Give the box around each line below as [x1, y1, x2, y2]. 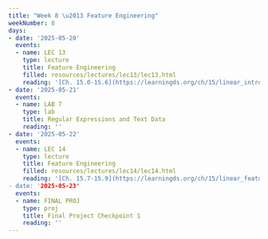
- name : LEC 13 [15, 49, 66, 57]
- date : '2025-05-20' [8, 33, 81, 42]
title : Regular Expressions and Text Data [22, 116, 166, 123]
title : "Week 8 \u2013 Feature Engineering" [8, 11, 159, 20]
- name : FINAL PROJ [15, 197, 81, 205]
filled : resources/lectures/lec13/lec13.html [22, 71, 177, 79]
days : [8, 26, 26, 34]
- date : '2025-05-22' [8, 130, 81, 138]
